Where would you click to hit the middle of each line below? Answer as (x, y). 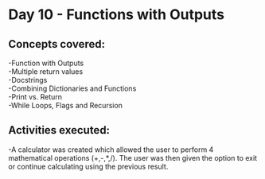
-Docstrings (28, 80)
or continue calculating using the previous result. (88, 166)
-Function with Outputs (46, 63)
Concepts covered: (57, 44)
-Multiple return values (46, 72)
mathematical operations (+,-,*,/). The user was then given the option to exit (132, 158)
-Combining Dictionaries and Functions (72, 88)
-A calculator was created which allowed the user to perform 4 (111, 150)
